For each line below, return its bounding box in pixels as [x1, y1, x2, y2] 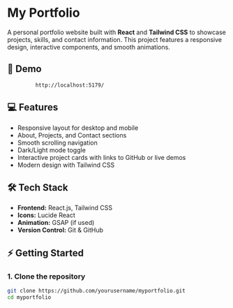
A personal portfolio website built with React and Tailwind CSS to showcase [7, 28, 227, 36]
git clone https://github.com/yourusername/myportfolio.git [7, 288, 186, 295]
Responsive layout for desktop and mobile [17, 124, 139, 132]
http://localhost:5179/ [35, 82, 105, 89]
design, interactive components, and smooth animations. [7, 43, 171, 51]
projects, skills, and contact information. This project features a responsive [7, 35, 222, 43]
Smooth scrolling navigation [17, 138, 98, 147]
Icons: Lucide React [17, 211, 75, 219]
